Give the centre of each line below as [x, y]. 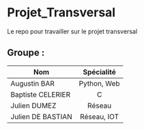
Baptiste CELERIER [40, 95]
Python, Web [100, 83]
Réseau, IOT [99, 116]
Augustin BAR [32, 83]
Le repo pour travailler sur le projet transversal [72, 31]
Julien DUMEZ [33, 105]
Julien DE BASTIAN [42, 116]
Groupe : [26, 53]
